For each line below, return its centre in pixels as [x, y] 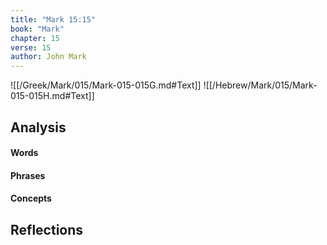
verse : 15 [31, 47]
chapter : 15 [35, 38]
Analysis [38, 127]
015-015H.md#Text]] [52, 96]
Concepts [31, 198]
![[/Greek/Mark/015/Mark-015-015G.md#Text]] [106, 85]
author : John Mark [48, 57]
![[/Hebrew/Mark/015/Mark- [260, 85]
